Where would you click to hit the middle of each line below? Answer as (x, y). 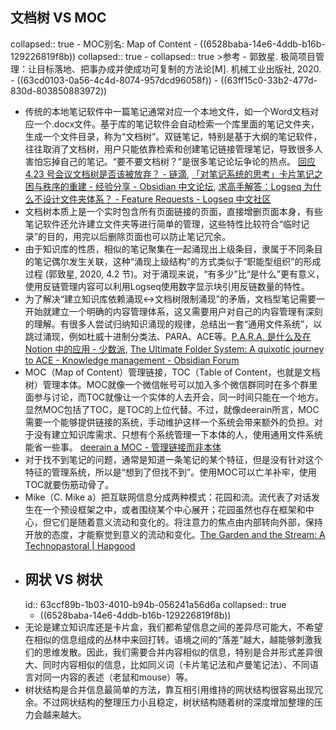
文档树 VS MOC (58, 18)
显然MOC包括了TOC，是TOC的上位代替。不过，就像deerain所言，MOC (172, 409)
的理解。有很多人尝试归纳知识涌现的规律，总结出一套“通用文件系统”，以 (173, 324)
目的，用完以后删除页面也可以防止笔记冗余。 (138, 236)
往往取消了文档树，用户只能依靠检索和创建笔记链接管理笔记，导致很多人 (173, 149)
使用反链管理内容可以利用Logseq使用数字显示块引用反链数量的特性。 (167, 286)
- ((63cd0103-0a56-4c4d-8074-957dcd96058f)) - (114, 80)
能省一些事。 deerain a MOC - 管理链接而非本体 (123, 447)
